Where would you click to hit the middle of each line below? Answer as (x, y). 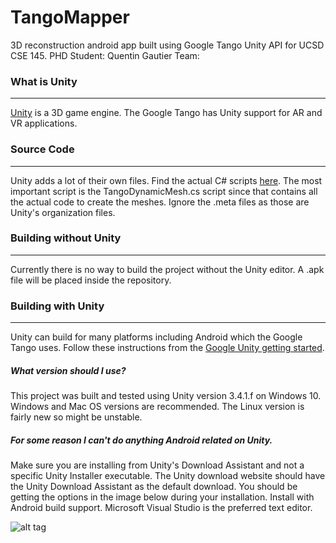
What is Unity (44, 81)
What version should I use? (68, 370)
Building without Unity (66, 238)
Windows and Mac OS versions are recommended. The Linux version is (157, 407)
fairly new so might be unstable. (76, 417)
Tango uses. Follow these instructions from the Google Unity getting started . (167, 348)
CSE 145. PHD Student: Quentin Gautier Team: (105, 55)
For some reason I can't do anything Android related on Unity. (141, 440)
